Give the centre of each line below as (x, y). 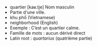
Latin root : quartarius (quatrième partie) (51, 38)
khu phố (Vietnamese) (32, 17)
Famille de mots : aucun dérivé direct (48, 33)
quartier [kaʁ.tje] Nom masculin (42, 7)
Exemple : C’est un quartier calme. (45, 28)
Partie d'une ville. (27, 12)
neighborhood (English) (34, 23)
